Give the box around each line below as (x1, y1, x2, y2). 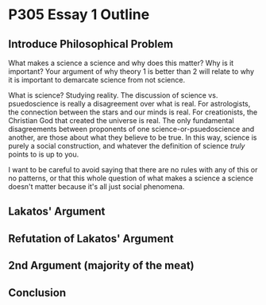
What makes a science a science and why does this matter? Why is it (8, 58, 234, 68)
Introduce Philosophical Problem (8, 37, 173, 51)
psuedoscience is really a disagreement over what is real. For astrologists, (8, 99, 251, 108)
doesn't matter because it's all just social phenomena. (8, 182, 185, 191)
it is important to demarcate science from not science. (8, 75, 185, 84)
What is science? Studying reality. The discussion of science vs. (8, 91, 218, 100)
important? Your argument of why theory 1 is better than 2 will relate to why (8, 67, 255, 76)
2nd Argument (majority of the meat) (8, 259, 195, 272)
